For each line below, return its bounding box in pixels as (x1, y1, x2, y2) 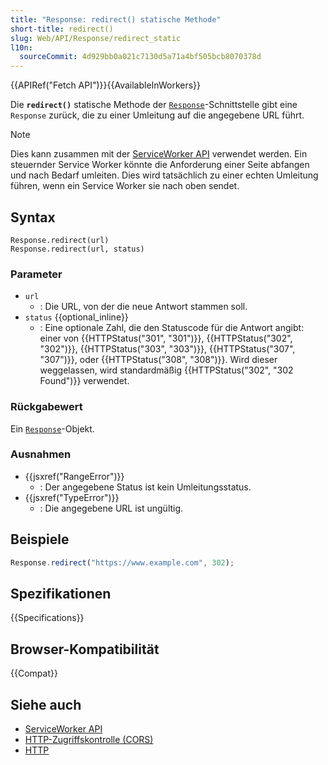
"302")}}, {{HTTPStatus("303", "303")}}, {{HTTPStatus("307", (39, 343, 296, 355)
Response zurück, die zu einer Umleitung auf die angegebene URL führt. (10, 109, 305, 121)
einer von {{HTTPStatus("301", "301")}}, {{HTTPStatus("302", (39, 332, 293, 345)
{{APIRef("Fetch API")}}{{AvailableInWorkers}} (10, 79, 202, 91)
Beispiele (10, 531, 70, 548)
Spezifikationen (10, 585, 112, 602)
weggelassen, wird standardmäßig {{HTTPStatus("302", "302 (39, 364, 294, 376)
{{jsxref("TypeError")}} (24, 491, 120, 503)
